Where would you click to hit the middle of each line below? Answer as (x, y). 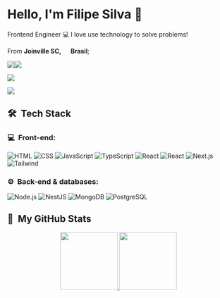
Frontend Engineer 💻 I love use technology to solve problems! (98, 34)
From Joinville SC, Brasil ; (48, 51)
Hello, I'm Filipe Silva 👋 (75, 14)
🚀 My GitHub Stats (49, 219)
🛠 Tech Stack (39, 114)
